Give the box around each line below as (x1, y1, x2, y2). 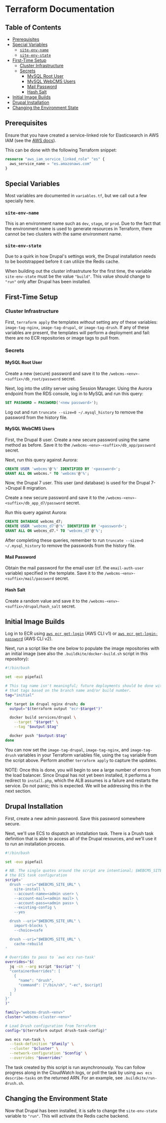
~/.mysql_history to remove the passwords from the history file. (5, 543, 136, 549)
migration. (26, 485, 47, 491)
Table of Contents (5, 23, 62, 32)
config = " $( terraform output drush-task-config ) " (5, 1028, 107, 1033)
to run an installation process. (5, 841, 66, 847)
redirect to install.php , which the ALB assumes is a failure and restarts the (5, 777, 159, 783)
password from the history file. (5, 414, 68, 420)
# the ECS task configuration (5, 873, 68, 878)
